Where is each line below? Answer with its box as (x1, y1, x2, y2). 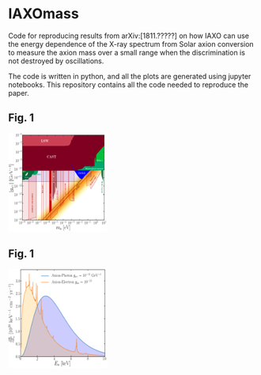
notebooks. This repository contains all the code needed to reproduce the (8, 80, 249, 89)
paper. (8, 88, 29, 97)
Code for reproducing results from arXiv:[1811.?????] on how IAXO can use (8, 31, 249, 40)
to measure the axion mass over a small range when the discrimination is (8, 47, 245, 57)
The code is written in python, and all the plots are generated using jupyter (8, 71, 252, 81)
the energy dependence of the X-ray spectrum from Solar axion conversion (8, 39, 255, 48)
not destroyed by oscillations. (8, 56, 104, 66)
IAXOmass (8, 5, 79, 23)
